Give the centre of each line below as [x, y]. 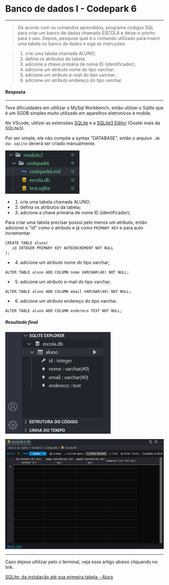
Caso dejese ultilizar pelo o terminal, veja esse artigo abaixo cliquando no [81, 562]
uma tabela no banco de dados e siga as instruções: [72, 43]
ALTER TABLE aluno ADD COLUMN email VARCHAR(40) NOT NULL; [68, 292]
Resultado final [22, 322]
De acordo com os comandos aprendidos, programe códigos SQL [86, 27]
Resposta [15, 92]
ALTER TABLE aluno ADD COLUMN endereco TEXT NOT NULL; [64, 311]
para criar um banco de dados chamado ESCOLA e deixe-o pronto [86, 33]
